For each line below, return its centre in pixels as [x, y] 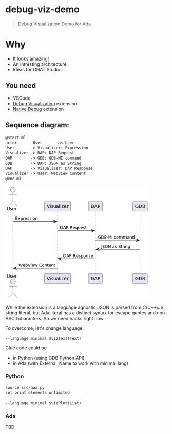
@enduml [14, 179]
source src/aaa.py [25, 388]
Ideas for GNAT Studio [36, 69]
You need [21, 86]
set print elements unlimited [38, 393]
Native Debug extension [38, 109]
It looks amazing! [31, 58]
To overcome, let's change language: [44, 328]
